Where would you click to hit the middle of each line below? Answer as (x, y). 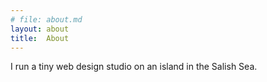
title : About (40, 38)
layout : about (40, 29)
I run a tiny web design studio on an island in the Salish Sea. (134, 67)
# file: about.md (46, 19)
